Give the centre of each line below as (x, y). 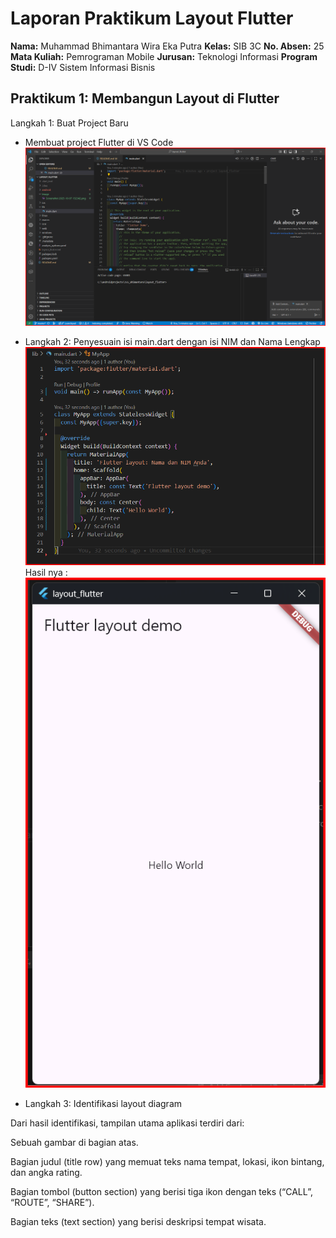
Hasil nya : (46, 573)
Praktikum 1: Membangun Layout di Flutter (145, 98)
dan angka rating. (46, 1172)
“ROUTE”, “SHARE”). (52, 1202)
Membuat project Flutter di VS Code (99, 142)
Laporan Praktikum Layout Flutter (152, 18)
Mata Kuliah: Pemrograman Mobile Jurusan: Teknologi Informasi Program (164, 56)
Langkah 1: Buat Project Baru (69, 123)
